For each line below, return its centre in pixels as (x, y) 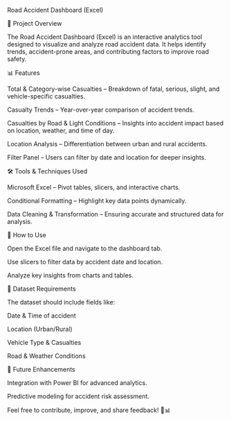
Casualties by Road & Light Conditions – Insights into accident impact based (115, 123)
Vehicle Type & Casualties (44, 342)
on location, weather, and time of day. (61, 130)
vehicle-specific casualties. (46, 96)
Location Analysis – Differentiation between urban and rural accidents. (107, 144)
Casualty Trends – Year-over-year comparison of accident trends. (101, 110)
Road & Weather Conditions (47, 356)
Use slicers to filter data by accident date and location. (85, 262)
